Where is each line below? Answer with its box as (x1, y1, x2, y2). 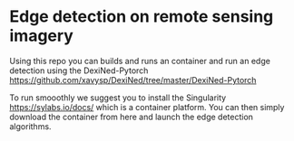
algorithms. (9, 120, 52, 132)
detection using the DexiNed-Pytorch (9, 65, 149, 76)
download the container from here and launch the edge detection (9, 111, 254, 122)
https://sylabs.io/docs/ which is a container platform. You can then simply (9, 101, 285, 112)
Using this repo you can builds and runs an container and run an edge (9, 55, 270, 66)
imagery (9, 25, 74, 46)
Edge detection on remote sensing (9, 6, 274, 27)
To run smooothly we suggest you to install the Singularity (9, 92, 227, 103)
